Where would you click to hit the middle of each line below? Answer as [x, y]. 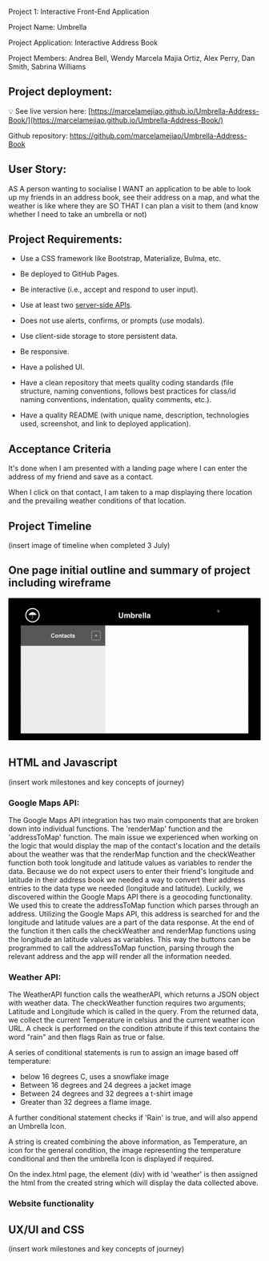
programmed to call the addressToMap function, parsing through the [121, 948]
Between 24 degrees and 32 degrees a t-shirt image [106, 1094]
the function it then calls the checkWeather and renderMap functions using [132, 931]
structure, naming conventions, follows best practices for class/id [128, 391]
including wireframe [60, 583]
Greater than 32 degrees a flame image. [86, 1102]
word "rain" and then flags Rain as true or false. [87, 1037]
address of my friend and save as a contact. [81, 477]
